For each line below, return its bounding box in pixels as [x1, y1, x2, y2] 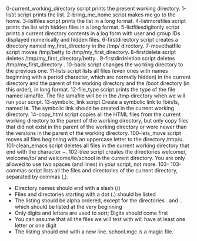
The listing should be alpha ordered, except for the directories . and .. [14, 197, 183, 204]
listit [6, 11, 16, 18]
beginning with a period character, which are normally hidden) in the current [6, 73, 191, 80]
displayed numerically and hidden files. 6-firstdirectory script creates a [6, 36, 178, 43]
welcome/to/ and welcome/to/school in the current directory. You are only [6, 155, 185, 161]
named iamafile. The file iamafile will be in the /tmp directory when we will [6, 92, 185, 99]
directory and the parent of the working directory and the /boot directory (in [6, 80, 190, 87]
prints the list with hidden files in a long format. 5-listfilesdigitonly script [6, 23, 179, 30]
